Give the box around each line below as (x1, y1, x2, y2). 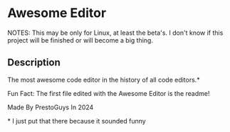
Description (7, 57, 61, 69)
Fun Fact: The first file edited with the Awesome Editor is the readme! (7, 89, 210, 97)
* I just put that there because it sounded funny (7, 116, 146, 125)
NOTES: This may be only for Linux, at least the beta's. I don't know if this (7, 28, 224, 37)
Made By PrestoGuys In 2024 (7, 103, 94, 111)
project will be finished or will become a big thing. (7, 35, 153, 44)
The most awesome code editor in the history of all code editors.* (7, 75, 201, 84)
